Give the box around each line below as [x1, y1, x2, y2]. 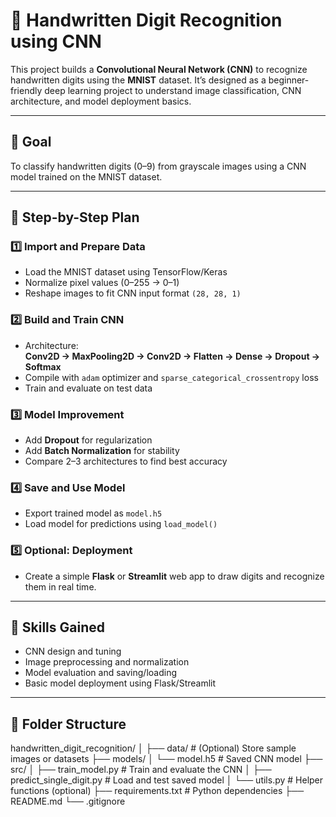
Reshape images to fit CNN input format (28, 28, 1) [24, 287, 242, 299]
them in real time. [24, 580, 97, 593]
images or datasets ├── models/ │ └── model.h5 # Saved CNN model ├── [10, 753, 323, 765]
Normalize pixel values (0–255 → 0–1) [24, 277, 180, 289]
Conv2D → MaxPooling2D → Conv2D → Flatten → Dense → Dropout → [24, 350, 321, 362]
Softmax [24, 360, 62, 373]
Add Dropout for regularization [24, 434, 153, 446]
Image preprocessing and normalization [24, 656, 190, 668]
